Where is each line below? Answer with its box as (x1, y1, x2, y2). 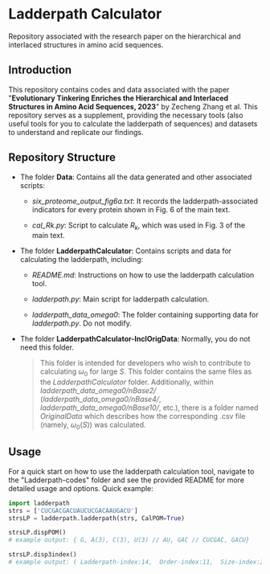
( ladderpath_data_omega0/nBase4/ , (39, 395, 162, 404)
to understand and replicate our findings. (8, 127, 144, 137)
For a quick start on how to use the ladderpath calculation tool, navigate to (8, 466, 255, 476)
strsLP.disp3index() (8, 551, 78, 559)
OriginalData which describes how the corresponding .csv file (39, 412, 246, 421)
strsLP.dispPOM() (8, 528, 67, 537)
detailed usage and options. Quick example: (8, 483, 154, 493)
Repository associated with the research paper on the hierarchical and (8, 31, 241, 41)
